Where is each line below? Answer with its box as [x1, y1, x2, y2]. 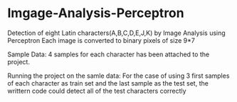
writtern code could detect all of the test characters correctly [7, 86, 186, 95]
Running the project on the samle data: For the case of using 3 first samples [7, 71, 230, 80]
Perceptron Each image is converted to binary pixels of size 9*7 [7, 36, 196, 44]
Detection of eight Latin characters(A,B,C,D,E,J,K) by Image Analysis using [7, 29, 226, 37]
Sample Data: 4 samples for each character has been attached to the [7, 50, 210, 58]
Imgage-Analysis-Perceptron [7, 5, 184, 21]
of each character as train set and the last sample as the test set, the [7, 78, 209, 87]
